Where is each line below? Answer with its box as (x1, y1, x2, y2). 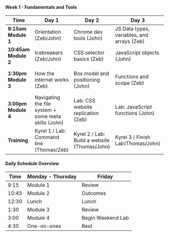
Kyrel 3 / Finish (115, 134, 151, 141)
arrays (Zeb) (115, 38, 145, 45)
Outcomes (81, 190, 107, 197)
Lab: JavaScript (115, 103, 152, 110)
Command (34, 134, 59, 141)
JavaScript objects (115, 49, 159, 56)
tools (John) (73, 35, 103, 42)
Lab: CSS (73, 97, 96, 104)
